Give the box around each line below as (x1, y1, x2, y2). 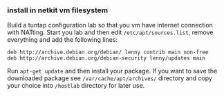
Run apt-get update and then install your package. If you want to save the (7, 67, 218, 75)
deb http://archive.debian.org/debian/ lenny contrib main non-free (7, 49, 209, 56)
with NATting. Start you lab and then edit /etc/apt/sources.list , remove (7, 28, 214, 36)
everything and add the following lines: (7, 36, 118, 44)
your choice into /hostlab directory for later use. (7, 82, 145, 90)
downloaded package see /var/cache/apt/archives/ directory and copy (7, 74, 213, 82)
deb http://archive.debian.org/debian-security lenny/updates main (7, 55, 206, 62)
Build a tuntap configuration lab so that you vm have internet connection (7, 21, 213, 29)
